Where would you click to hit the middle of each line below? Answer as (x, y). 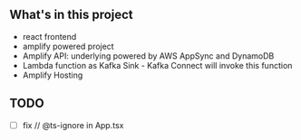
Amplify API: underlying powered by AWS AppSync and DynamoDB (148, 56)
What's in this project (71, 15)
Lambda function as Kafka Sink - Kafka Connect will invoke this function (157, 65)
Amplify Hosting (53, 75)
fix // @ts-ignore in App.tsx (73, 125)
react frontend (49, 36)
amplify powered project (68, 46)
